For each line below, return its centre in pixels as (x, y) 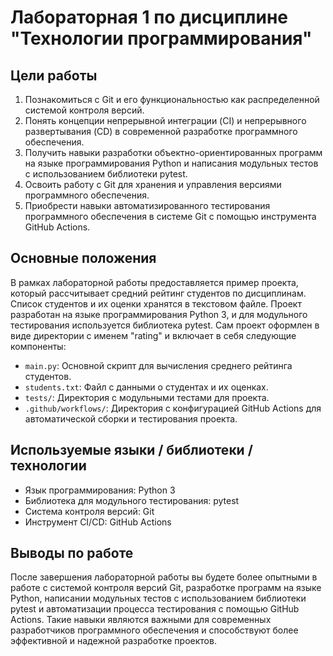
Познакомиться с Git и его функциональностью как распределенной (172, 99)
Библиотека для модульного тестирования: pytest (132, 500)
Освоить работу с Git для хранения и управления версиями (153, 184)
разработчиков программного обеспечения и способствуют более (154, 630)
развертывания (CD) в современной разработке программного (161, 131)
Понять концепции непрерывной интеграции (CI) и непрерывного (165, 120)
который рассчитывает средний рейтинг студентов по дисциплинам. (158, 293)
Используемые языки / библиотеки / (131, 450)
